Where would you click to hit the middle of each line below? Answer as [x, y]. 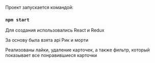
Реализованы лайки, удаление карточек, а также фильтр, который [78, 50]
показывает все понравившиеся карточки [51, 55]
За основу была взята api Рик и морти [47, 40]
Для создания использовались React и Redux [55, 30]
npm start [17, 20]
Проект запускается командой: [40, 7]
